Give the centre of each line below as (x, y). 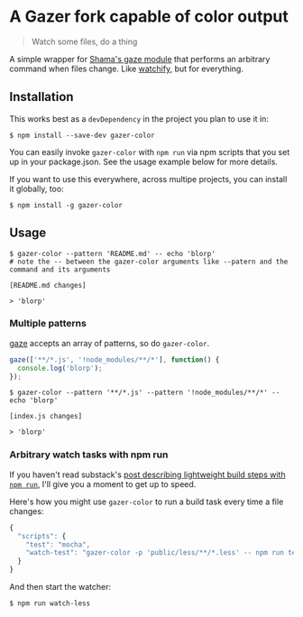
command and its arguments (60, 269)
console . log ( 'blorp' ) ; (60, 368)
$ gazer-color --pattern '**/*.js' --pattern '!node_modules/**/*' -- (145, 393)
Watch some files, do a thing (84, 41)
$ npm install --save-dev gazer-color (82, 135)
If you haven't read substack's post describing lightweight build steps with (147, 474)
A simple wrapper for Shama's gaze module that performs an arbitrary (140, 59)
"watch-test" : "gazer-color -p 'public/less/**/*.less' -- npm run (155, 553)
